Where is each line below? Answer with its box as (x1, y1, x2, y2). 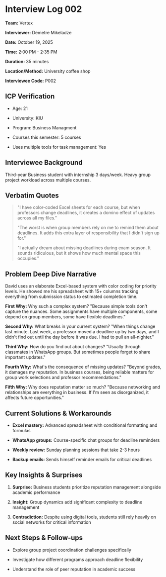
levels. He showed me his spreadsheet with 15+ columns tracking (5, 288, 139, 294)
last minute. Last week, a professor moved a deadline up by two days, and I (5, 329, 159, 335)
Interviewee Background (5, 158, 83, 167)
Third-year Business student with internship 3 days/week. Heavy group (5, 172, 151, 178)
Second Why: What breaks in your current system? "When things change (5, 323, 156, 329)
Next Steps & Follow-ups (5, 534, 83, 542)
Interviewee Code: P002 (5, 78, 56, 84)
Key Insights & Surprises (5, 471, 83, 480)
